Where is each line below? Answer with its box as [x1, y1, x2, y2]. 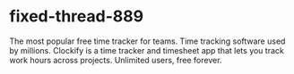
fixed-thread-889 [9, 6, 144, 27]
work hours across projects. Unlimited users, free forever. [9, 54, 222, 65]
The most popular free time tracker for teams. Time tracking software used [9, 36, 286, 46]
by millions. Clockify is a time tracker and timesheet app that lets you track [9, 45, 284, 55]
